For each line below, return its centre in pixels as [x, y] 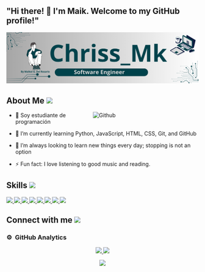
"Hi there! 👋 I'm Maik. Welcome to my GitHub [93, 11]
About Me [25, 100]
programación [33, 121]
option [23, 152]
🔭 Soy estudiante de [40, 115]
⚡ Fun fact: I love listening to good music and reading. [83, 164]
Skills [17, 186]
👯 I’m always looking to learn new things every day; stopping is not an [103, 145]
